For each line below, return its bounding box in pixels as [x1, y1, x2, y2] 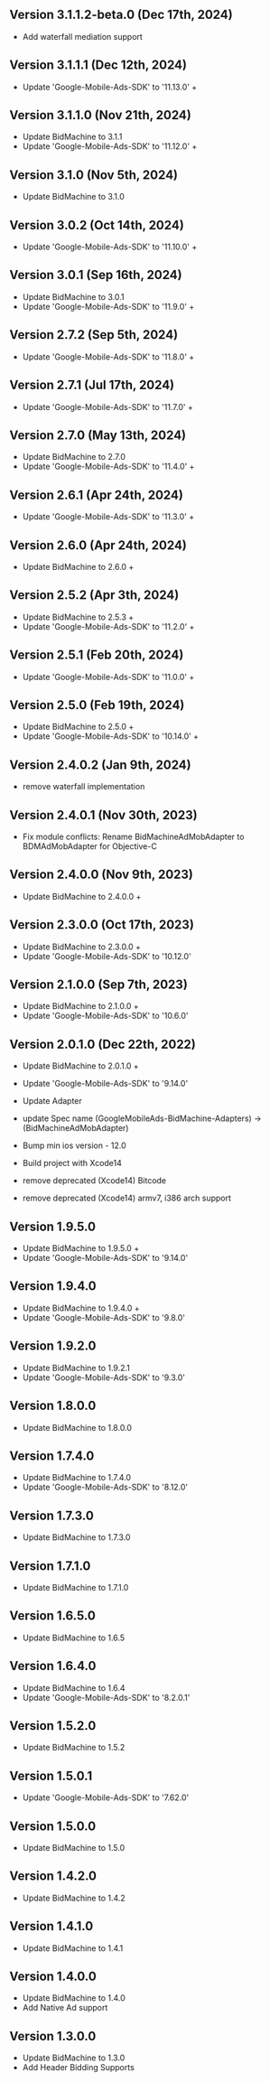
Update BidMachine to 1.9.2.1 [22, 1362, 131, 1373]
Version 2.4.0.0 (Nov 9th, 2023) [9, 867, 194, 882]
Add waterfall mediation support [22, 31, 143, 42]
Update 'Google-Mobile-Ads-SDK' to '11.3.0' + [22, 511, 195, 522]
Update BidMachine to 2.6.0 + [22, 561, 135, 572]
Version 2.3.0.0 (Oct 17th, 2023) [9, 917, 194, 933]
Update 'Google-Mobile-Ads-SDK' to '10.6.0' [22, 1011, 189, 1022]
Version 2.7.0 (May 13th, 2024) [9, 427, 187, 443]
